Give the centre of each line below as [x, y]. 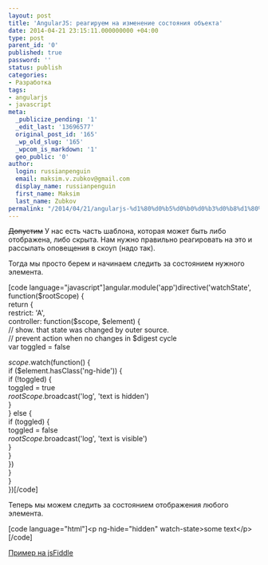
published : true [35, 53]
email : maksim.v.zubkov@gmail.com [73, 179]
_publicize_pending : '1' [57, 120]
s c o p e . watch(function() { [49, 362]
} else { [20, 413]
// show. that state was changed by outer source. [89, 330]
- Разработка [30, 82]
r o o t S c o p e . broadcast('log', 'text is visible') [78, 439]
